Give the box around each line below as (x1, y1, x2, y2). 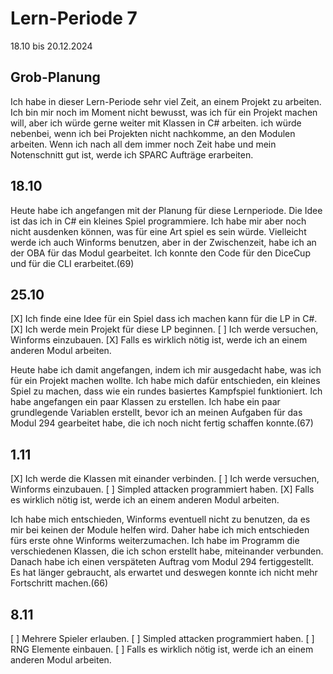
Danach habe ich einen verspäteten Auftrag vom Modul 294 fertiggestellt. (10, 556, 315, 568)
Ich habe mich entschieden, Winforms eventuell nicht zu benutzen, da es (10, 513, 311, 526)
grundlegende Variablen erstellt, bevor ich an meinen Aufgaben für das (10, 407, 303, 419)
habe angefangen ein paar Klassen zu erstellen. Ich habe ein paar (10, 396, 281, 408)
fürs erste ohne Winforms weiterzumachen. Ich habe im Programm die (10, 535, 300, 547)
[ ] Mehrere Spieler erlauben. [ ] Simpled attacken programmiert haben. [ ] (10, 633, 315, 644)
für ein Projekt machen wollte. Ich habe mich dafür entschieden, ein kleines (10, 375, 321, 387)
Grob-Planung (10, 69, 101, 86)
